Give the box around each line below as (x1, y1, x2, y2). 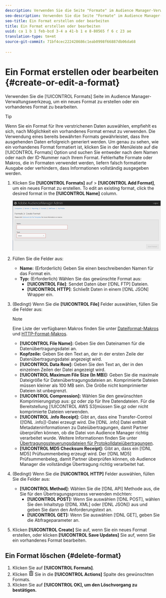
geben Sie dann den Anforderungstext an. (27, 506, 113, 512)
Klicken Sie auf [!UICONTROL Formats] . (12, 564, 94, 571)
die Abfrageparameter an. (27, 517, 80, 523)
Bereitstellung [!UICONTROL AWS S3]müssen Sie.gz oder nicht (19, 403, 148, 409)
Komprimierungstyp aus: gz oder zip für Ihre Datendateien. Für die (19, 398, 155, 404)
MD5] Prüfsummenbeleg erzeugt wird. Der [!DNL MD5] (19, 451, 132, 457)
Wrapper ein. (27, 291, 54, 297)
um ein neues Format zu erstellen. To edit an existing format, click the (12, 185, 154, 191)
